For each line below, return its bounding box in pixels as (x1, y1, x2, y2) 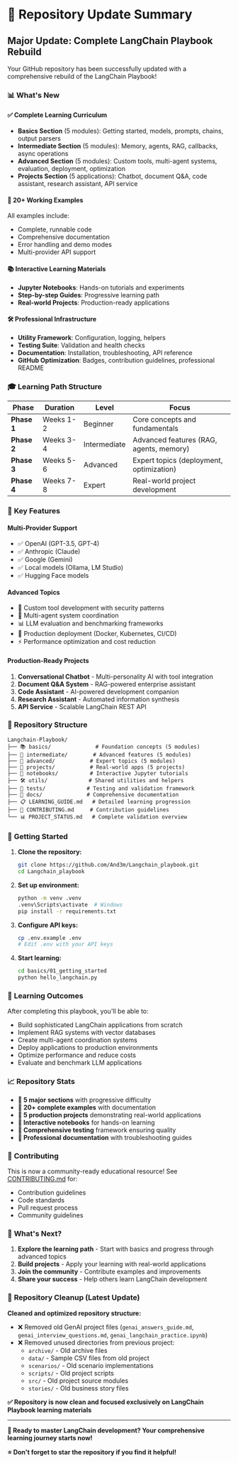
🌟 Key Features (7, 505, 60, 515)
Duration (45, 402, 75, 412)
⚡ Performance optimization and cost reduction (17, 637, 156, 646)
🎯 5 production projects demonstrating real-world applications (17, 1110, 202, 1119)
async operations (17, 149, 69, 158)
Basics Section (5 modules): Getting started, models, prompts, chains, (17, 127, 224, 136)
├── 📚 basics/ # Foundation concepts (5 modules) (7, 743, 200, 750)
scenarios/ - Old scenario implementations (28, 1361, 154, 1369)
